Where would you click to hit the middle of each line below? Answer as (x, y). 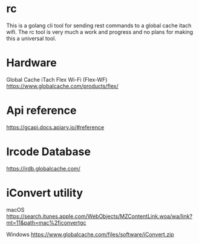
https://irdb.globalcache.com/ (43, 168)
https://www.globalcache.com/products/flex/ (63, 86)
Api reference (41, 110)
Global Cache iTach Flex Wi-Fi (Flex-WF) (57, 79)
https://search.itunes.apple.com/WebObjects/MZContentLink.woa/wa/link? (99, 216)
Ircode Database (48, 152)
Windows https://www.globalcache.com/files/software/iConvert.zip (90, 234)
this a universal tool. (31, 38)
